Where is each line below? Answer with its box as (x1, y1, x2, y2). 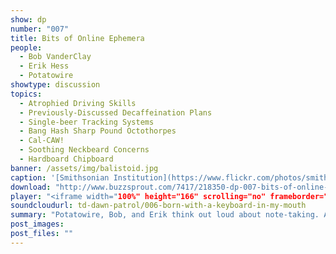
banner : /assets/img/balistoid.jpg (10, 163, 159, 173)
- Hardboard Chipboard (19, 154, 114, 164)
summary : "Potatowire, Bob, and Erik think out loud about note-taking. (10, 210, 320, 220)
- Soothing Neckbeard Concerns (19, 145, 150, 155)
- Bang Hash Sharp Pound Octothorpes (19, 126, 177, 136)
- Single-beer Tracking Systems (19, 117, 155, 127)
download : (10, 182, 52, 192)
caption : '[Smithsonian (10, 172, 110, 183)
